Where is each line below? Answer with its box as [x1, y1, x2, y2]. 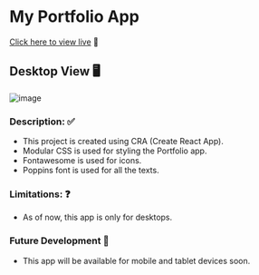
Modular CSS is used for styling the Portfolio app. [22, 145, 207, 156]
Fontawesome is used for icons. [22, 155, 142, 166]
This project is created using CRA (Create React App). [22, 136, 224, 147]
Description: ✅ [9, 115, 75, 128]
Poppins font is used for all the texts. [22, 165, 160, 176]
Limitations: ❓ [9, 188, 71, 201]
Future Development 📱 [9, 234, 110, 247]
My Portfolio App [9, 6, 140, 27]
